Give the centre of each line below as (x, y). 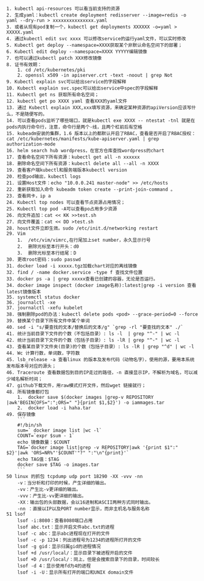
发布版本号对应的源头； (31, 366)
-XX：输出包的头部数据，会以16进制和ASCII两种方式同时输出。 (85, 502)
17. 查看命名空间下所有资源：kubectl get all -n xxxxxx (73, 157)
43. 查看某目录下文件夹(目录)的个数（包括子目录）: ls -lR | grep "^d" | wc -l (100, 347)
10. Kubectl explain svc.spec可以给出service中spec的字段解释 (82, 88)
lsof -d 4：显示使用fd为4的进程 (54, 566)
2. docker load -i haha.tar (54, 408)
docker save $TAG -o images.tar (58, 465)
